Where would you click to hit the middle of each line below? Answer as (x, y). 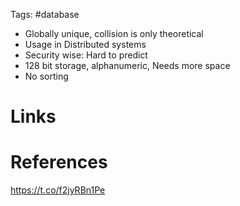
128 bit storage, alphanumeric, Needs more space (127, 65)
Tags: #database (45, 14)
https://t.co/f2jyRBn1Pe (58, 190)
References (59, 162)
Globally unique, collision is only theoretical (114, 33)
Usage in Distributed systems (85, 44)
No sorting (46, 76)
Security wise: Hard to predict (86, 55)
